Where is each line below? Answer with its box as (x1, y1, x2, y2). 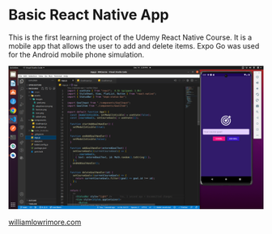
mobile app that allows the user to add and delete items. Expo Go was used (8, 40, 260, 50)
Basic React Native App (8, 6, 170, 24)
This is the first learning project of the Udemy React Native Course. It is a (8, 32, 253, 42)
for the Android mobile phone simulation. (8, 49, 145, 59)
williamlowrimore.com (8, 217, 82, 228)
